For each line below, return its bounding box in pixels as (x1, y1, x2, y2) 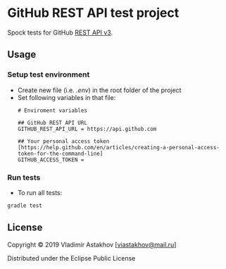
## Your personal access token (17, 137, 110, 145)
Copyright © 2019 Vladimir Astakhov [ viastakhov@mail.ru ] (7, 240, 177, 249)
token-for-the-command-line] (17, 150, 103, 157)
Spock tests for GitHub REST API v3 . (7, 28, 113, 37)
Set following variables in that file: (17, 93, 116, 101)
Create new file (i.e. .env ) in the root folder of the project (17, 86, 182, 94)
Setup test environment (7, 70, 90, 80)
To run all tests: (17, 188, 63, 196)
